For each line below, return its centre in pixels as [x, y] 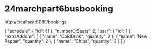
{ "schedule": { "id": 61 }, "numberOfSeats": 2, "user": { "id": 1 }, [68, 31]
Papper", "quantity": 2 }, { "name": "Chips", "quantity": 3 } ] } [65, 41]
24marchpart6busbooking [59, 9]
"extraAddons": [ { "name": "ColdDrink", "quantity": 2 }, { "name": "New [76, 36]
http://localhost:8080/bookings [36, 22]
